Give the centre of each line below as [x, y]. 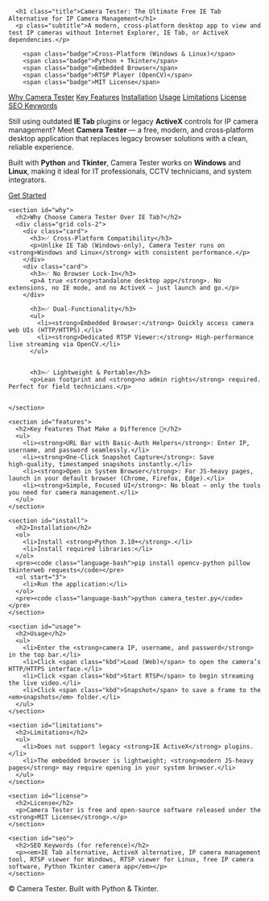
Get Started [27, 195]
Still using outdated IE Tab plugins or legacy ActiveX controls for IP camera [133, 121]
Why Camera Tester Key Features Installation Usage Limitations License [128, 97]
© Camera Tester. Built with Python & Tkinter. [84, 888]
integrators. [27, 180]
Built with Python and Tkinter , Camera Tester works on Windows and [125, 163]
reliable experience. [41, 147]
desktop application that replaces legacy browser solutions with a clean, [128, 138]
